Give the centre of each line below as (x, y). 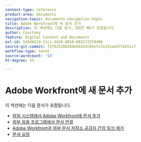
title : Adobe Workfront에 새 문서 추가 (43, 24)
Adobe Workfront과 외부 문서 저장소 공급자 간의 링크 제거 (68, 128)
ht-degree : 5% (20, 60)
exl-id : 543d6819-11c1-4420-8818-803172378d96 (54, 42)
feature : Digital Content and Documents (47, 38)
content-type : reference (31, 10)
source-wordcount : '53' (30, 56)
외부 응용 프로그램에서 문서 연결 (43, 122)
